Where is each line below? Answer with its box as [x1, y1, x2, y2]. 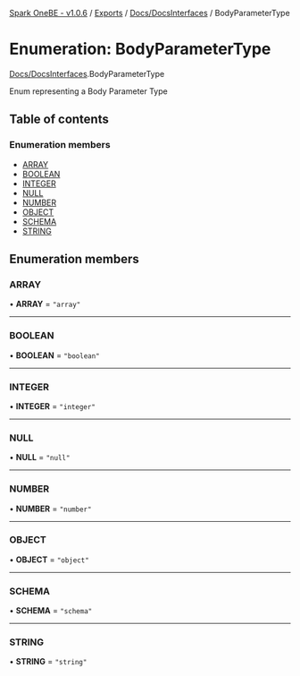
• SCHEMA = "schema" [9, 605, 93, 616]
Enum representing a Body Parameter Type [9, 85, 168, 97]
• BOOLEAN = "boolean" [9, 349, 100, 361]
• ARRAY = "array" [9, 299, 81, 310]
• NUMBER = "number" [9, 503, 92, 514]
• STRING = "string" [9, 656, 87, 667]
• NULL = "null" [9, 452, 71, 463]
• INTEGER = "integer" [9, 400, 96, 411]
